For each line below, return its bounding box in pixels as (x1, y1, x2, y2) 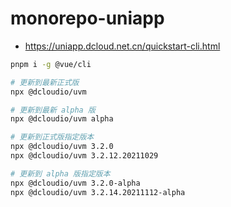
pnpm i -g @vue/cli (10, 59, 92, 69)
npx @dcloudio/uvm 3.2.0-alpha (10, 178, 141, 188)
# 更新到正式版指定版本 (10, 132, 95, 142)
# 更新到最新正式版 (10, 77, 80, 87)
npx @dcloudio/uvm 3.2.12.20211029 (10, 151, 159, 161)
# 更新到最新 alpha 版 (10, 105, 96, 115)
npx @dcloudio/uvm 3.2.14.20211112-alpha (10, 187, 186, 197)
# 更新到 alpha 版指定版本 (10, 168, 111, 179)
